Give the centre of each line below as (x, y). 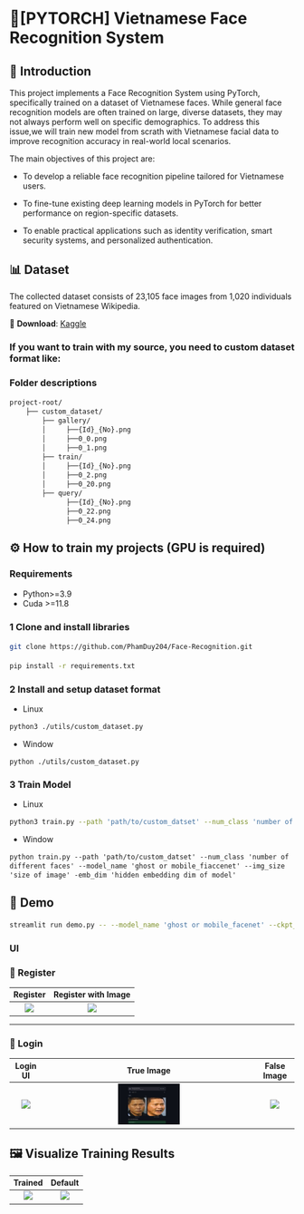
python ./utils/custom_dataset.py (75, 762)
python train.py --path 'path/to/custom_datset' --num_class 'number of (149, 857)
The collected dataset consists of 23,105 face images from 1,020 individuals (151, 296)
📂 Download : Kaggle (48, 323)
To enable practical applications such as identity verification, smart (147, 231)
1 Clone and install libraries (70, 626)
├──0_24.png (89, 520)
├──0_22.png (89, 511)
